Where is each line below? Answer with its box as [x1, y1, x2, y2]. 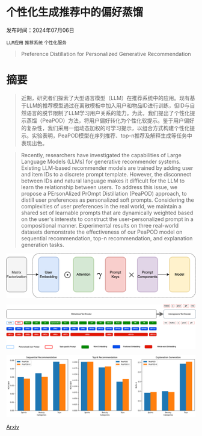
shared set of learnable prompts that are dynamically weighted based [20, 209, 194, 216]
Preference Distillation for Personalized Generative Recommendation [20, 50, 191, 57]
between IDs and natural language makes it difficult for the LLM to [20, 177, 185, 184]
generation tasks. [20, 241, 64, 248]
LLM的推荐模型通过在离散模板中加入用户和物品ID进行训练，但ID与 [26, 102, 191, 109]
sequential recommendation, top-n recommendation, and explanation [20, 234, 193, 241]
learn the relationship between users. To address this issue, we [20, 183, 178, 190]
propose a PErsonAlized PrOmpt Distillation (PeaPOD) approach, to [20, 190, 188, 197]
